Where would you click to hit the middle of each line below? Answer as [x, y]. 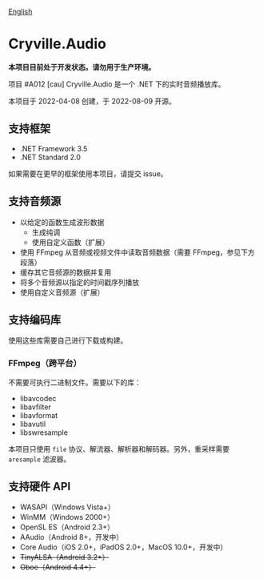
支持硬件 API [40, 487]
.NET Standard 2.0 [50, 157]
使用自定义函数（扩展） [70, 242]
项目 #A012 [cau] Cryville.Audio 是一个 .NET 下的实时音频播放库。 [117, 84]
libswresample [44, 432]
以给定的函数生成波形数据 [62, 222]
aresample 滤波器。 [40, 459]
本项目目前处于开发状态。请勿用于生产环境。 [82, 66]
